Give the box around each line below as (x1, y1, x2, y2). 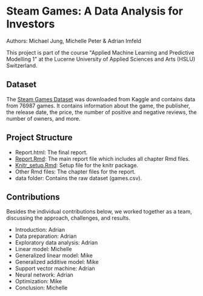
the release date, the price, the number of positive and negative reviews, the (6, 108, 197, 116)
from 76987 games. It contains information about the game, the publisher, (6, 102, 191, 109)
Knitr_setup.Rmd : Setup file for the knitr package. (15, 161, 138, 169)
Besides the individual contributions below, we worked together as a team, (6, 208, 192, 215)
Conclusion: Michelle (15, 284, 68, 292)
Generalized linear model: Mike (15, 252, 93, 259)
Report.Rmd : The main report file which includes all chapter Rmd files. (15, 155, 190, 162)
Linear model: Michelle (15, 246, 72, 253)
